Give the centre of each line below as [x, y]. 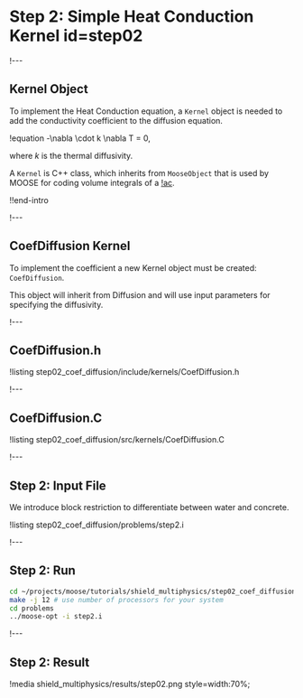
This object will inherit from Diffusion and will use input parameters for [140, 294]
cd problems [32, 608]
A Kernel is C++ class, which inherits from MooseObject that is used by [139, 172]
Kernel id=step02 [76, 36]
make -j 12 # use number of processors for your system [116, 600]
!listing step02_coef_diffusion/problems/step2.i [97, 525]
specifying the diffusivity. [56, 304]
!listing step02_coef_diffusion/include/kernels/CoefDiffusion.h [124, 372]
